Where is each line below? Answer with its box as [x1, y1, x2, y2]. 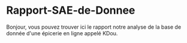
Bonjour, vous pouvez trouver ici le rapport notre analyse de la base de [6, 23, 182, 30]
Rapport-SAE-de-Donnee [6, 4, 135, 17]
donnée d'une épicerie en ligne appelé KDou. [6, 29, 118, 36]
